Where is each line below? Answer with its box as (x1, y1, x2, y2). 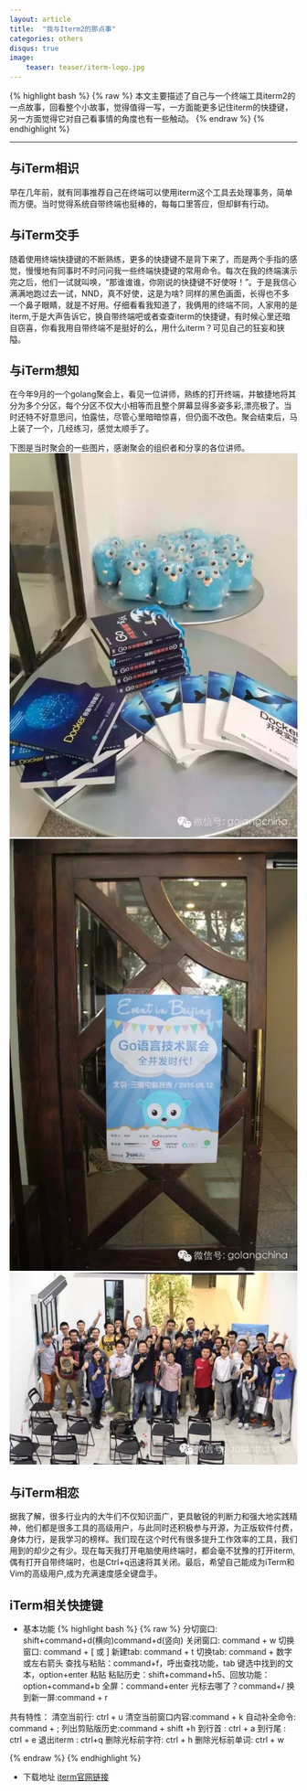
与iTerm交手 (9, 228, 79, 243)
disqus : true (9, 44, 59, 53)
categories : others (9, 34, 84, 43)
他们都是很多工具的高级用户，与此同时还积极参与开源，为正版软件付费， (25, 1522, 298, 1533)
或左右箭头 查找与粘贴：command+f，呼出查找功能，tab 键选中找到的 (22, 1658, 286, 1668)
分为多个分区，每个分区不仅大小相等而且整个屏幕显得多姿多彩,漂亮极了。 (9, 400, 285, 411)
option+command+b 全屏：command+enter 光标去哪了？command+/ (22, 1680, 285, 1691)
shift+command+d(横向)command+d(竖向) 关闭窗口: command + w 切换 (22, 1635, 295, 1646)
